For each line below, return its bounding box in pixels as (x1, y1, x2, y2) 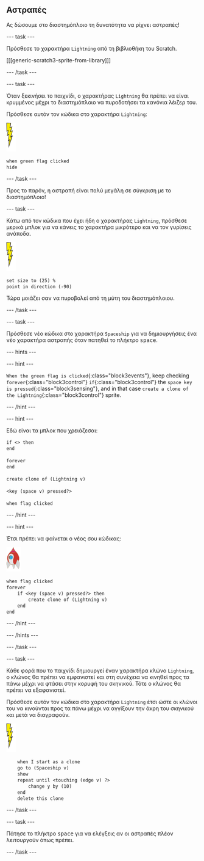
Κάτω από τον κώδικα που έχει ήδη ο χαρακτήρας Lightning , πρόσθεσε (6, 217, 188, 224)
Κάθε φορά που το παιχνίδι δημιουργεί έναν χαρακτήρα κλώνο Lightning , (6, 667, 194, 674)
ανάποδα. (6, 230, 32, 237)
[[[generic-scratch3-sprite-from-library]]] (6, 56, 111, 64)
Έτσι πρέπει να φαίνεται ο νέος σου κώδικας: (6, 534, 122, 542)
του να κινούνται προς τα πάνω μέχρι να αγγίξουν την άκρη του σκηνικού (6, 705, 194, 712)
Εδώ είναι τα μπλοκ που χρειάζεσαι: (6, 427, 98, 434)
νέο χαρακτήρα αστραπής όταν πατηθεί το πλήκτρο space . (6, 336, 158, 344)
